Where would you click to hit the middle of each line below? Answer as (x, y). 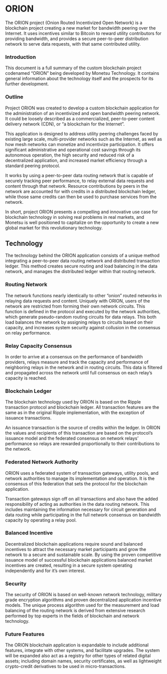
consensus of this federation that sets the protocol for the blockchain (76, 484)
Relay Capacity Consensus (39, 346)
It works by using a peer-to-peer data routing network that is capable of (79, 175)
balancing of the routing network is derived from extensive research (75, 611)
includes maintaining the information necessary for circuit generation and (81, 509)
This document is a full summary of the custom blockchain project (73, 68)
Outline (14, 97)
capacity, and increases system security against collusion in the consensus (83, 327)
